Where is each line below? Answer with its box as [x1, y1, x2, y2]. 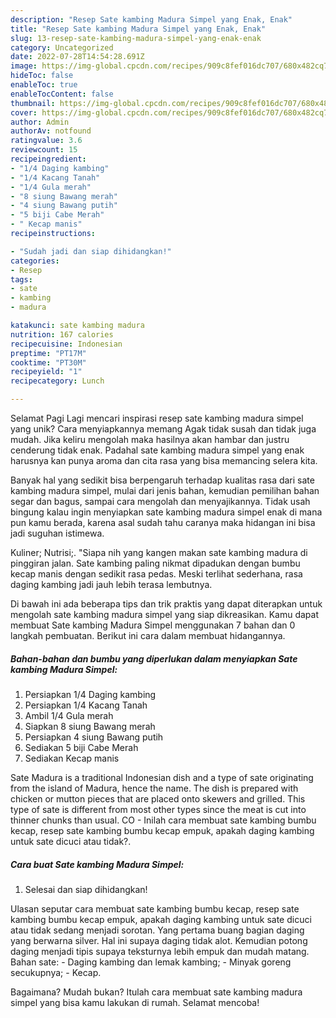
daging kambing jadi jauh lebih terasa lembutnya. [10, 579, 213, 590]
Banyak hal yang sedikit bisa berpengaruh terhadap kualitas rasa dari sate [10, 474, 315, 486]
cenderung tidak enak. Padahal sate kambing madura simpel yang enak [10, 444, 305, 456]
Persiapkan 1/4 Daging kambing [24, 688, 157, 700]
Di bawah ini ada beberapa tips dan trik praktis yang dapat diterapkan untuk [10, 598, 323, 610]
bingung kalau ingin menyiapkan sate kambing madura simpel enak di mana [10, 506, 323, 518]
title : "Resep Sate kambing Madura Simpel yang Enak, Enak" [10, 24, 267, 34]
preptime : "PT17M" [10, 348, 87, 358]
